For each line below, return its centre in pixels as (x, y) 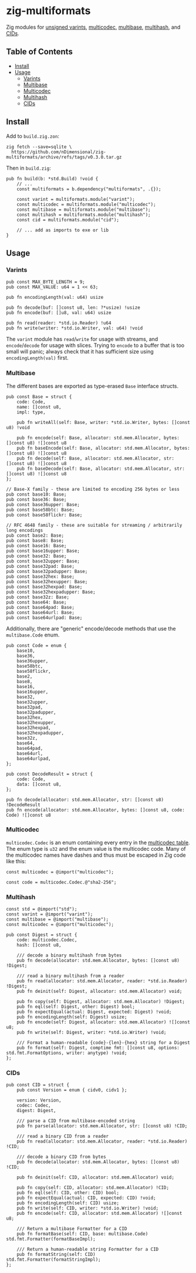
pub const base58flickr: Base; (44, 515)
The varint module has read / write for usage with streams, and (82, 339)
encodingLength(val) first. (37, 358)
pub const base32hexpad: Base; (44, 587)
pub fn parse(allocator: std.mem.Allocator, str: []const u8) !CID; (102, 1126)
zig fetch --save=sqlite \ (39, 147)
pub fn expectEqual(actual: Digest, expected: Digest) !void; (94, 1012)
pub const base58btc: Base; (40, 510)
